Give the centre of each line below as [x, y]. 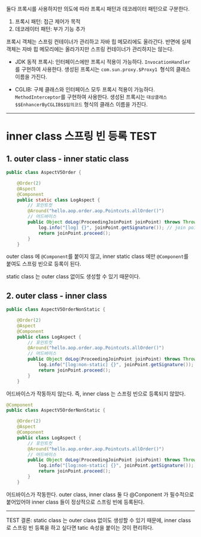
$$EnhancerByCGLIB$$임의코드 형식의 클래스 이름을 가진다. [81, 104]
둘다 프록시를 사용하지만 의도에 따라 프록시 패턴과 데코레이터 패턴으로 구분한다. [98, 9]
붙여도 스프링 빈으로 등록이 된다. [44, 264]
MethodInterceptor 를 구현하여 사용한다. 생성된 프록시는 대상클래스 [91, 97]
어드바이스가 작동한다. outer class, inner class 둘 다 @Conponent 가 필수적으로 [100, 494]
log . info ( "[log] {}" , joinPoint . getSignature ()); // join [112, 228]
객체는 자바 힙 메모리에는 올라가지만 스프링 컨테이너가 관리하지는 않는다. [90, 49]
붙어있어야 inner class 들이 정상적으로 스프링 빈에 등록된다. [75, 502]
